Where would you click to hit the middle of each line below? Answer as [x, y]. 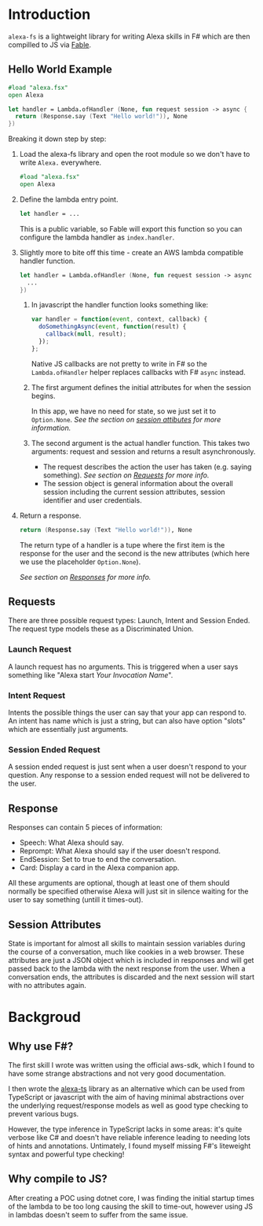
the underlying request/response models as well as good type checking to [128, 1105]
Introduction [49, 15]
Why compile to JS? [58, 1179]
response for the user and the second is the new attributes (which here [134, 553]
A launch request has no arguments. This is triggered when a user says [123, 667]
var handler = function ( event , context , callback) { [119, 320]
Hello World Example [60, 70]
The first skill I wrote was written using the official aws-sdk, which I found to [131, 1064]
